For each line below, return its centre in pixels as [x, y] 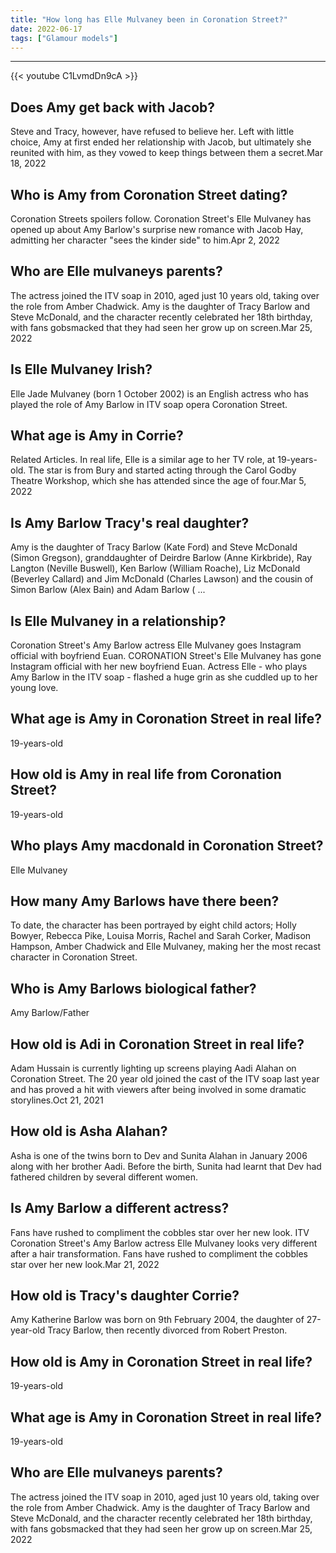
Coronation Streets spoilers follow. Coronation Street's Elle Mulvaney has [161, 219]
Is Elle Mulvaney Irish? [81, 369]
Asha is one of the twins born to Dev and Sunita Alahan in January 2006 [159, 1155]
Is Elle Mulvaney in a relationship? [118, 621]
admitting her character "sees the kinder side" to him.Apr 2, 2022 [145, 240]
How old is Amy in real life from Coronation [146, 774]
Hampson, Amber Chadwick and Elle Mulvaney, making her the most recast [166, 947]
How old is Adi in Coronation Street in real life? [157, 1044]
